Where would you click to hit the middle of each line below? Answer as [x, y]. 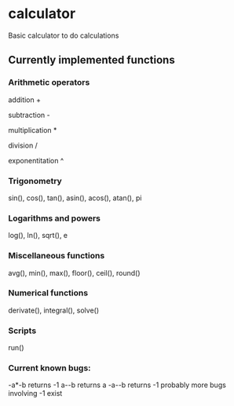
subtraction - [29, 115]
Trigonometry [35, 181]
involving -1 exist [35, 393]
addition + [25, 100]
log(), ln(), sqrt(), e [38, 236]
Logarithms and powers [54, 218]
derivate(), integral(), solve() [54, 310]
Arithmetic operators [49, 82]
